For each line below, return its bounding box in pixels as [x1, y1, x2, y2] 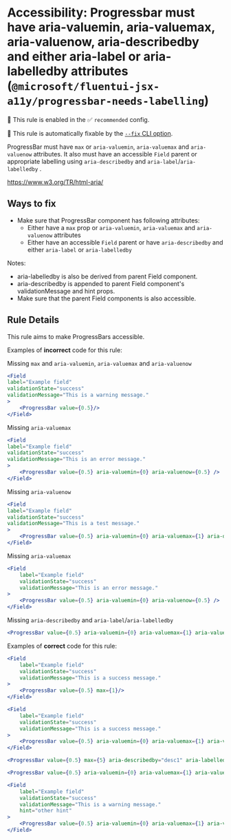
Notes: [7, 258, 26, 267]
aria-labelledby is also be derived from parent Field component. [16, 272, 198, 280]
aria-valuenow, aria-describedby [7, 34, 199, 50]
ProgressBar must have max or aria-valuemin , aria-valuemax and [7, 143, 190, 151]
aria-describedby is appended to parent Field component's [16, 279, 185, 287]
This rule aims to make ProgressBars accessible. [7, 332, 145, 340]
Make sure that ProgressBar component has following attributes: [16, 216, 200, 225]
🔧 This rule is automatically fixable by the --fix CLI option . [7, 129, 173, 137]
